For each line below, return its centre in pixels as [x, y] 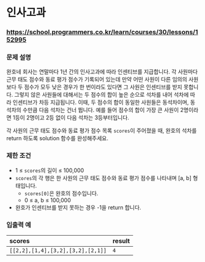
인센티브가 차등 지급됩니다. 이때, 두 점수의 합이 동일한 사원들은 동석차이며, [101, 102]
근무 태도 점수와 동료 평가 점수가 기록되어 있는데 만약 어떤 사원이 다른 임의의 [97, 80]
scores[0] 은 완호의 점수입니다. [61, 193]
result [121, 241]
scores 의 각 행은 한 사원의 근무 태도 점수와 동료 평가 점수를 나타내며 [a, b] [103, 178]
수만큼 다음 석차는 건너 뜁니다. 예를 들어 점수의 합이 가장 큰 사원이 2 [103, 110]
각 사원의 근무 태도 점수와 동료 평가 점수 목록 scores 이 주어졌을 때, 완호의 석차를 [102, 131]
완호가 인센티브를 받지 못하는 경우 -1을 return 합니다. [78, 207]
